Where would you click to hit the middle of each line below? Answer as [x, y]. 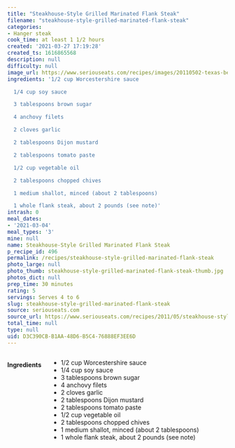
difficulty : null [33, 66]
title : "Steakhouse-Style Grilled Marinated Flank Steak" [93, 14]
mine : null [23, 238]
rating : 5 [22, 291]
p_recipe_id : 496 [33, 251]
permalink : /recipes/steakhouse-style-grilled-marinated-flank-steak [111, 258]
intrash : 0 [23, 212]
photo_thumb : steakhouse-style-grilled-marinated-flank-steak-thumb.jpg [115, 271]
